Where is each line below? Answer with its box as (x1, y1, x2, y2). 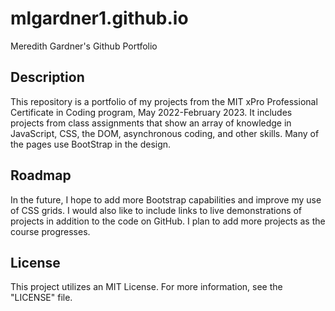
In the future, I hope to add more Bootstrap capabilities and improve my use (10, 193, 322, 206)
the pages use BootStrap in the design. (10, 138, 172, 150)
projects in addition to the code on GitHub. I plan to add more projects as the (10, 215, 326, 227)
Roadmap (10, 167, 72, 184)
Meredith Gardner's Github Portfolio (10, 40, 158, 52)
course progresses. (10, 225, 91, 237)
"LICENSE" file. (10, 292, 73, 304)
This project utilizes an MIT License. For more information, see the (10, 281, 283, 293)
